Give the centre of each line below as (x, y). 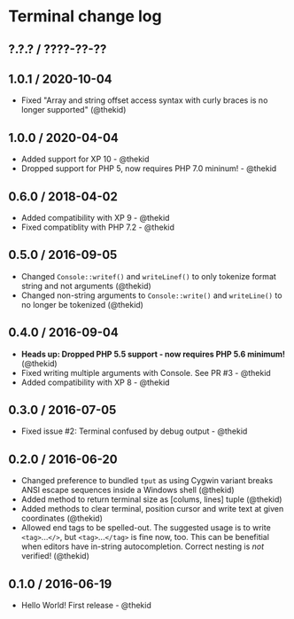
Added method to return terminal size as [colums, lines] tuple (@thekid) (151, 499)
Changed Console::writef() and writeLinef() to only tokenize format (148, 276)
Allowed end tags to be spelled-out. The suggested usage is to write (146, 528)
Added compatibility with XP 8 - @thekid (95, 382)
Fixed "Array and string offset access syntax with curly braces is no (144, 100)
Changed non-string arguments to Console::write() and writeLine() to (151, 295)
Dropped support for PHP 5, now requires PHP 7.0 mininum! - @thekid (149, 168)
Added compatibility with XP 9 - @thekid (95, 218)
